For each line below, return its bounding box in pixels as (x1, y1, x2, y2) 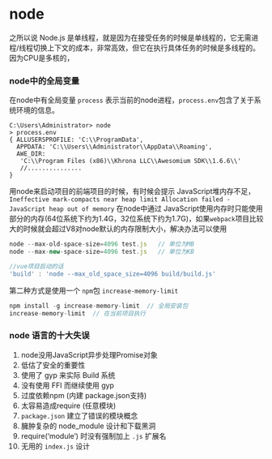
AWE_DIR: (16, 150, 46, 158)
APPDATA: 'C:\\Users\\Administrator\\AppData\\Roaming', (16, 143, 213, 151)
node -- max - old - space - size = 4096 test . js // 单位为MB (9, 240, 195, 248)
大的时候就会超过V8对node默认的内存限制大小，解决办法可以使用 (9, 224, 227, 234)
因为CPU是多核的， (9, 53, 74, 62)
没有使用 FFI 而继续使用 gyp (20, 380, 114, 390)
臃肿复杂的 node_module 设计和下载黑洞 (20, 421, 156, 431)
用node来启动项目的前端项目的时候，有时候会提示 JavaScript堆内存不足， (9, 187, 256, 196)
